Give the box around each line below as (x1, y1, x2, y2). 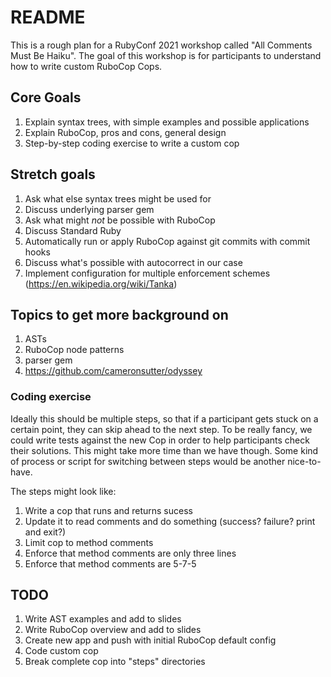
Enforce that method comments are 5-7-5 (24, 557, 197, 570)
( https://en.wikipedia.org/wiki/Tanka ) (24, 277, 178, 290)
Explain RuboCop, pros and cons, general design (24, 126, 227, 138)
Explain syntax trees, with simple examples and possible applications (24, 116, 310, 128)
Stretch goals (10, 166, 96, 183)
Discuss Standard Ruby (24, 224, 122, 236)
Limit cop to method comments (24, 536, 154, 548)
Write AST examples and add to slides (24, 613, 182, 625)
